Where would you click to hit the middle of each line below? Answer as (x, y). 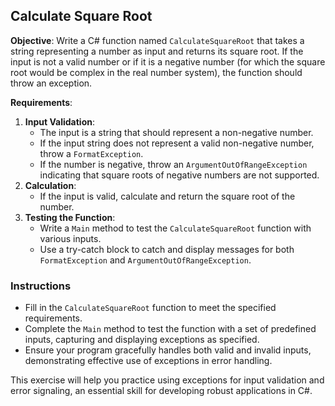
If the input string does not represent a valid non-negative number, (177, 143)
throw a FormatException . (91, 153)
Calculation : (50, 185)
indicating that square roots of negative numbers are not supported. (179, 175)
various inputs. (70, 238)
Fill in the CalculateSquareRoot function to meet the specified (150, 308)
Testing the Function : (70, 217)
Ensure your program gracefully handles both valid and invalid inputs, (168, 350)
